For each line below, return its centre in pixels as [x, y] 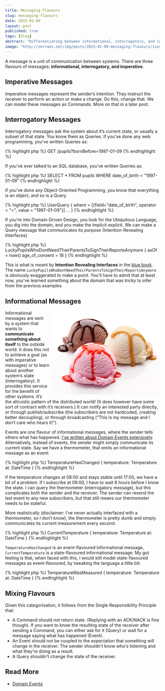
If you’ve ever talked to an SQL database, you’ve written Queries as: [74, 166]
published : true [22, 31]
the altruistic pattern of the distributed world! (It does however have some [80, 402]
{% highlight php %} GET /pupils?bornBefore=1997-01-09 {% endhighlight [80, 151]
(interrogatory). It [23, 381]
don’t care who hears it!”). [31, 423]
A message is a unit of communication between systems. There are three [79, 61]
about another [19, 370]
